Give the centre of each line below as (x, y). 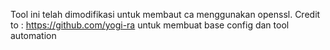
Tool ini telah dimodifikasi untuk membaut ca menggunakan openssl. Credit (165, 14)
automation (33, 35)
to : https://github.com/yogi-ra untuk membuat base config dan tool (150, 25)
